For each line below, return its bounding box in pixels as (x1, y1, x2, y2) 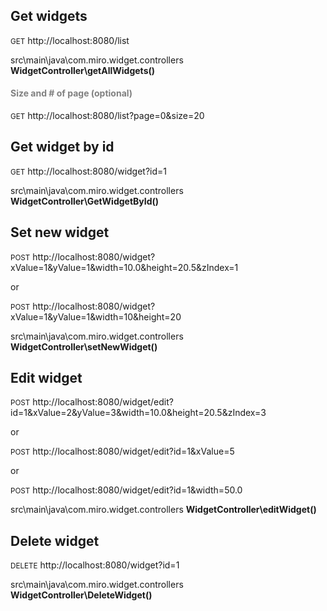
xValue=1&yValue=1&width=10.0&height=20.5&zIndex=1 (10, 261, 239, 273)
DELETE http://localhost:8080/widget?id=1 (10, 559, 180, 571)
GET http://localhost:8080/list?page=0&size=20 (10, 110, 205, 122)
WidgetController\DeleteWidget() (10, 589, 153, 601)
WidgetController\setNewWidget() (10, 340, 158, 353)
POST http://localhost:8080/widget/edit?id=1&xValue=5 (10, 445, 235, 458)
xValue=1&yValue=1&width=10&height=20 (10, 310, 182, 323)
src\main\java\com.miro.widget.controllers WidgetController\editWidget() (10, 504, 317, 516)
